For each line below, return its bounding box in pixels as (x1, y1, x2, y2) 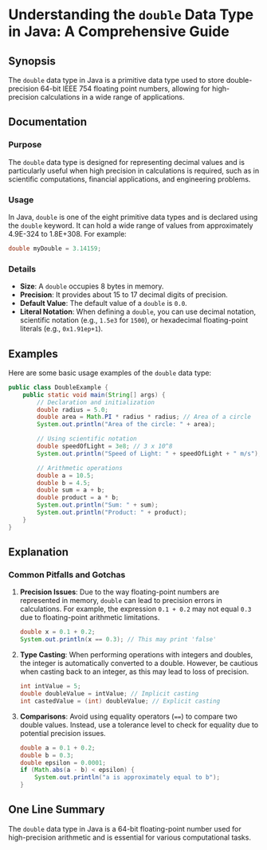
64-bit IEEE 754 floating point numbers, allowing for (40, 84, 211, 93)
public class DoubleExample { (8, 383, 109, 391)
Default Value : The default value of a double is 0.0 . (19, 299, 187, 308)
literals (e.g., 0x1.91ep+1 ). (19, 324, 104, 334)
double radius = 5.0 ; (37, 405, 109, 413)
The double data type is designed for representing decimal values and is (8, 157, 245, 166)
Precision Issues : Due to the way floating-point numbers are (19, 587, 220, 597)
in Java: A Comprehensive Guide (8, 22, 230, 41)
